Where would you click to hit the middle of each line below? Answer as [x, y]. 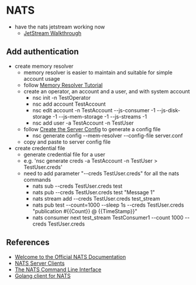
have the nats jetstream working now [60, 27]
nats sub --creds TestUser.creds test [77, 186]
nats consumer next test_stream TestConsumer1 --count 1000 [108, 217]
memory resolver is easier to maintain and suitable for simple [98, 72]
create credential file [40, 148]
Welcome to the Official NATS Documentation [70, 256]
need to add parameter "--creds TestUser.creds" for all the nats [101, 173]
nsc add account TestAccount [69, 104]
